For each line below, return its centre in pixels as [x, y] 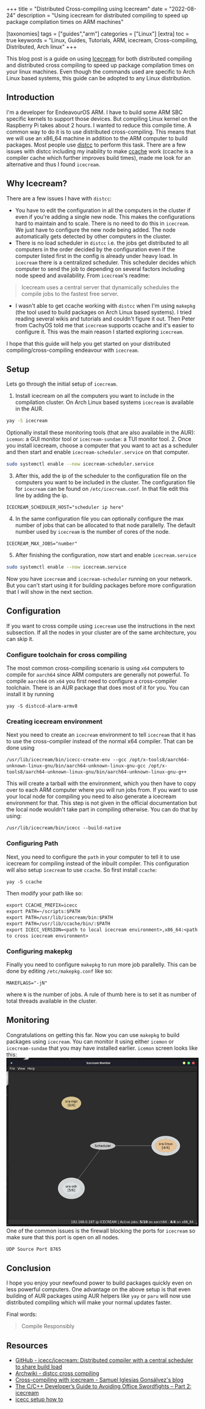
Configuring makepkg [39, 951]
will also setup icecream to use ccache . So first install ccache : [82, 870]
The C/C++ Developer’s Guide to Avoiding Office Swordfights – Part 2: [103, 1386]
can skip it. [20, 639]
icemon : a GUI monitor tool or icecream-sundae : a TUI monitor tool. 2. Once [99, 439]
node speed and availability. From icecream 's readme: [82, 275]
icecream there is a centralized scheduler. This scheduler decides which [106, 262]
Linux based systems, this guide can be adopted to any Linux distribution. [99, 78]
